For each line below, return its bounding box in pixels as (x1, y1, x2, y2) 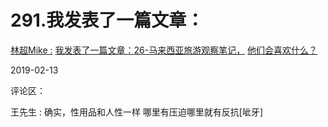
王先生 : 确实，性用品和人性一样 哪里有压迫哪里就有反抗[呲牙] (10, 106, 264, 118)
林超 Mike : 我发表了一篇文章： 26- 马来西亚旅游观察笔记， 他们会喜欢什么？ (10, 44, 318, 56)
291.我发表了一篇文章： (10, 9, 205, 32)
